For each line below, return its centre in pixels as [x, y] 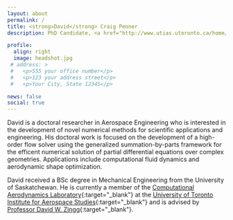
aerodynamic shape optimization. [55, 167]
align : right [32, 52]
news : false [24, 97]
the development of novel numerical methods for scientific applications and [115, 130]
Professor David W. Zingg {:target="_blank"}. [70, 210]
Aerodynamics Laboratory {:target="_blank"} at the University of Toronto [110, 195]
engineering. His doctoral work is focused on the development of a [103, 137]
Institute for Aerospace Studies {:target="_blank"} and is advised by [103, 202]
